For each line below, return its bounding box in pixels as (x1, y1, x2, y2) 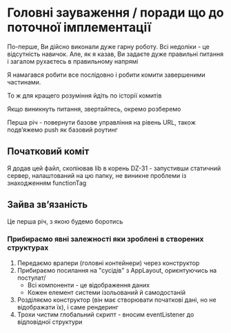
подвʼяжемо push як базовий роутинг (7, 125, 119, 134)
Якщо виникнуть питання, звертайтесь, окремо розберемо (7, 105, 181, 113)
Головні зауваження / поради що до (7, 5, 224, 21)
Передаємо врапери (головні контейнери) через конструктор (17, 258, 200, 267)
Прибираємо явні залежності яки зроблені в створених (7, 234, 204, 244)
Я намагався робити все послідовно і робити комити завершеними (7, 71, 205, 79)
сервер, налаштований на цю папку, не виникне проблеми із (7, 171, 187, 179)
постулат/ (17, 273, 46, 282)
